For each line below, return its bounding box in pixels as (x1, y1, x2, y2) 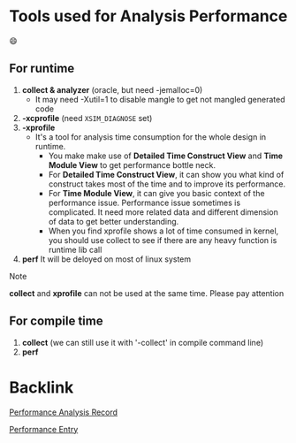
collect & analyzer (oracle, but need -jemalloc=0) (21, 84, 203, 95)
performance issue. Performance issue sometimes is (48, 197, 241, 208)
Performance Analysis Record (9, 407, 118, 417)
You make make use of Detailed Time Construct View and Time (48, 150, 284, 161)
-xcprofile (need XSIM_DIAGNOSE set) (21, 112, 153, 123)
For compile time (9, 314, 103, 329)
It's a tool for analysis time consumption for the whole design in (34, 131, 267, 142)
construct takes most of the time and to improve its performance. (48, 179, 285, 189)
